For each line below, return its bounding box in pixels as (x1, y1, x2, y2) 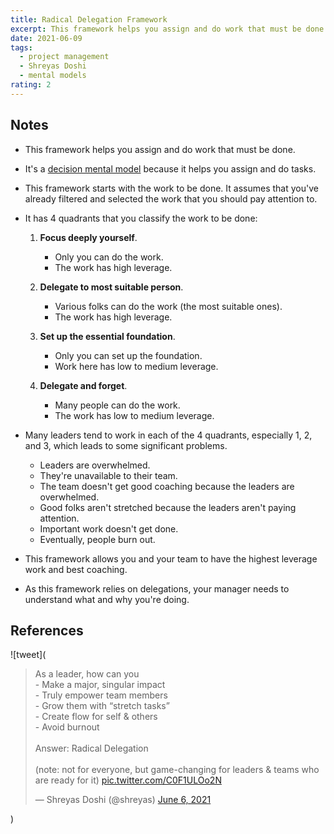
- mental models (19, 71, 87, 81)
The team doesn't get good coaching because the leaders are (39, 480, 295, 492)
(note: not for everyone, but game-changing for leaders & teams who (34, 764, 320, 776)
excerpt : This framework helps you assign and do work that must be (10, 24, 302, 34)
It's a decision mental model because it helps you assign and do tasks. (24, 162, 317, 175)
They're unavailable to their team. (39, 469, 178, 481)
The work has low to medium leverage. (54, 409, 215, 421)
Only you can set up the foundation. (54, 349, 203, 361)
